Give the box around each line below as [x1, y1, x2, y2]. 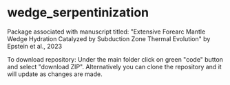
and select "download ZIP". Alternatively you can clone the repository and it [7, 62, 222, 71]
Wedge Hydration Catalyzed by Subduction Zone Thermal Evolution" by [7, 34, 211, 42]
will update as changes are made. [7, 70, 103, 78]
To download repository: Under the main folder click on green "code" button [7, 55, 224, 63]
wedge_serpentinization [7, 5, 149, 21]
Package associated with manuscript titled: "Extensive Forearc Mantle [7, 27, 206, 36]
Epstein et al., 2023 [7, 42, 63, 50]
